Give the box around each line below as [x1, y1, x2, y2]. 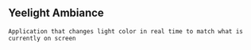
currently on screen [8, 34, 77, 42]
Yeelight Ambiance [8, 6, 105, 20]
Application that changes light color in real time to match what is [8, 27, 244, 35]
